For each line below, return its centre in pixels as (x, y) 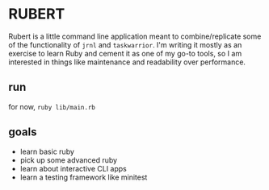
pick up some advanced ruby (69, 160)
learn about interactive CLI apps (73, 168)
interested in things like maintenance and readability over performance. (127, 62)
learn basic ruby (47, 151)
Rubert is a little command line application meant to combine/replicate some (135, 36)
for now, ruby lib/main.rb (52, 106)
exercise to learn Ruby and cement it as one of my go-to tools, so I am (125, 53)
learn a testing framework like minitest (84, 177)
